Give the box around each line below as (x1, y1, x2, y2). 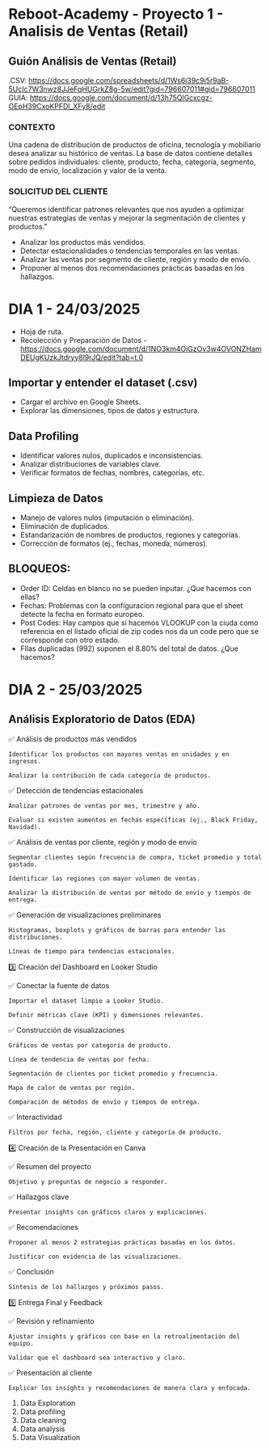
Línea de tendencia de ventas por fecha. (8, 1055, 150, 1063)
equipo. (8, 1339, 35, 1347)
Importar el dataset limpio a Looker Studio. (8, 996, 164, 1005)
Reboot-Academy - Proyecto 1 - (8, 5, 224, 23)
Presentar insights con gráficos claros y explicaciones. (8, 1208, 208, 1216)
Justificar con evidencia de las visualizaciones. (8, 1253, 183, 1261)
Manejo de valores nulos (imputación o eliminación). (19, 513, 195, 522)
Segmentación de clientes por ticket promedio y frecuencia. (8, 1069, 219, 1078)
